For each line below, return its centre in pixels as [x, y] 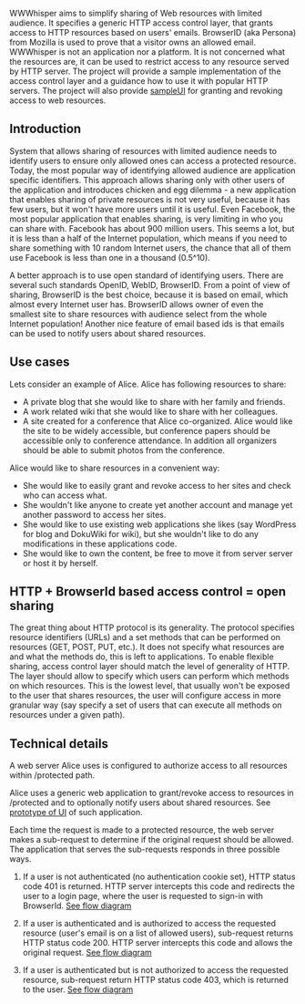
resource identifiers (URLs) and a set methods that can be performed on [145, 637]
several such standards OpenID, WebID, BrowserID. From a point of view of [150, 285]
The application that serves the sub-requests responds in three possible [145, 849]
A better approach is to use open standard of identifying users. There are [147, 275]
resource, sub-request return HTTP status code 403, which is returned [156, 980]
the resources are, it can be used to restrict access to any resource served [149, 62]
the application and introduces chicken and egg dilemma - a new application [153, 190]
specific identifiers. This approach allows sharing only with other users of [147, 180]
